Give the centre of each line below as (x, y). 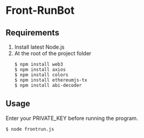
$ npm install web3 (39, 64)
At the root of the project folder (53, 53)
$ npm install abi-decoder (48, 85)
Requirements (32, 33)
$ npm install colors (41, 75)
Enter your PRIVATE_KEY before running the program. (72, 118)
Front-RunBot (40, 10)
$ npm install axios (40, 70)
